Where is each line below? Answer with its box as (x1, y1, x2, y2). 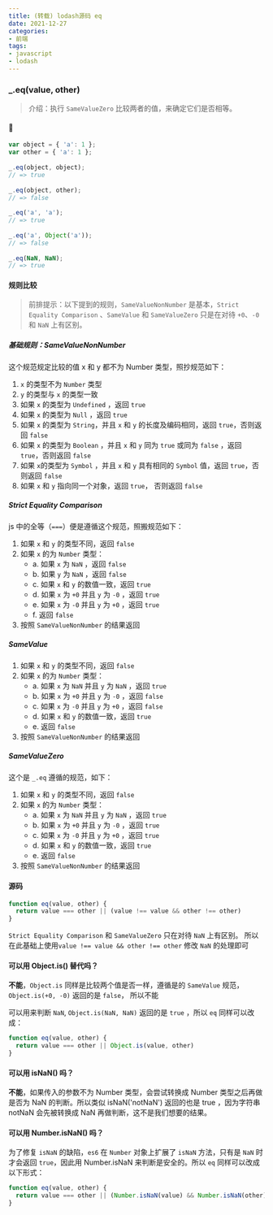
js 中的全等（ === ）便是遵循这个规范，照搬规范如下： (8, 522, 184, 532)
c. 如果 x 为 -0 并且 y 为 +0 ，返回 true (32, 831, 160, 840)
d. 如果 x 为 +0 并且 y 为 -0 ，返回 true (32, 590, 160, 600)
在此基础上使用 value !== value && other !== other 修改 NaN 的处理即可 (8, 940, 249, 951)
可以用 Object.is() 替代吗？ (8, 961, 99, 970)
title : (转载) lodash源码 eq (8, 11, 102, 20)
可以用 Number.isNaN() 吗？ (8, 1127, 104, 1138)
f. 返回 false (32, 610, 74, 620)
